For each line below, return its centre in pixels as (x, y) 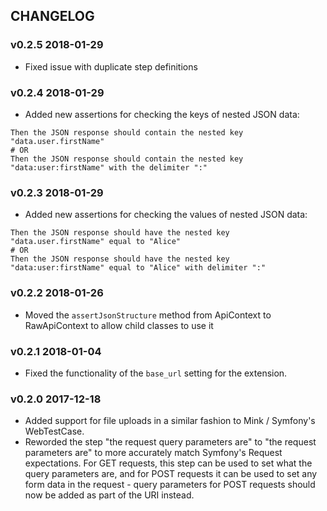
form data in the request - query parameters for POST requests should (170, 485)
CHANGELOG (52, 16)
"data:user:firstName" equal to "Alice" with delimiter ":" (138, 268)
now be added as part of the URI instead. (109, 495)
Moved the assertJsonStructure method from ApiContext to (148, 315)
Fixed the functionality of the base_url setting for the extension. (156, 373)
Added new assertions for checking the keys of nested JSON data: (162, 114)
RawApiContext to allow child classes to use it (119, 325)
